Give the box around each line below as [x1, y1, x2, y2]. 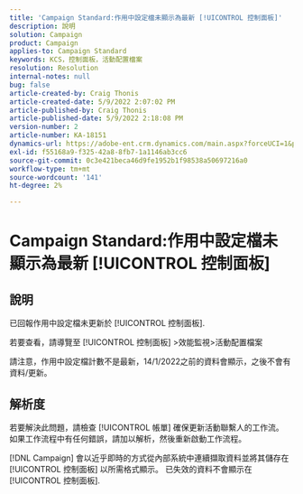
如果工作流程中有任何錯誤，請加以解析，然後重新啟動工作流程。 [9, 433, 246, 443]
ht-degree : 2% [9, 182, 63, 191]
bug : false [9, 80, 50, 89]
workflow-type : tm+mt [9, 164, 91, 173]
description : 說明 [9, 22, 76, 31]
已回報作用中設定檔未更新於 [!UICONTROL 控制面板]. [9, 318, 206, 329]
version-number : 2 [9, 123, 78, 132]
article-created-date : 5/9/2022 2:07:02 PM [9, 97, 176, 107]
